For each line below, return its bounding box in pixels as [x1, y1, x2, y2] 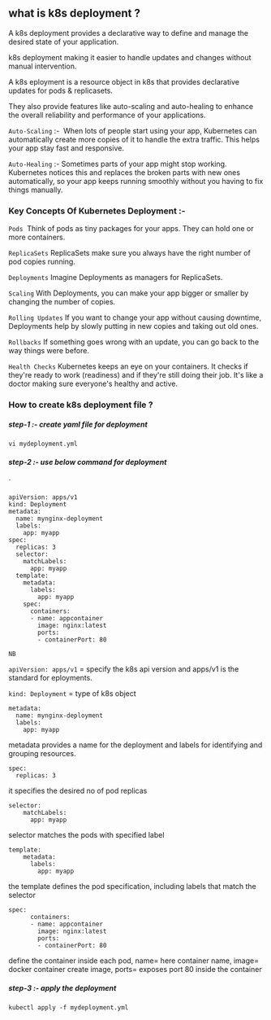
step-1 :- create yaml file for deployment [8, 419, 148, 429]
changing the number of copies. [8, 297, 116, 307]
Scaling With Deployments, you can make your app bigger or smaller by [8, 288, 249, 298]
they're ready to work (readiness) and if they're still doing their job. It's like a [8, 370, 264, 380]
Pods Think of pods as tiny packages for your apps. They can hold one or [8, 224, 254, 234]
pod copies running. [8, 256, 75, 267]
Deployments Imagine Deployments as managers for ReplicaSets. [8, 273, 223, 282]
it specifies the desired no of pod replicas [8, 786, 148, 795]
